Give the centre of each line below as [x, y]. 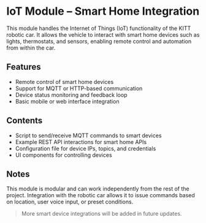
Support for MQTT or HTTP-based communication [79, 88]
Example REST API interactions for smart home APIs [81, 142]
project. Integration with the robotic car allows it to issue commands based [101, 195]
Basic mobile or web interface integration [67, 101]
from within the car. [31, 48]
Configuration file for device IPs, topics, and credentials [86, 148]
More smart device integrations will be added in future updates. [101, 214]
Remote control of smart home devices [64, 81]
